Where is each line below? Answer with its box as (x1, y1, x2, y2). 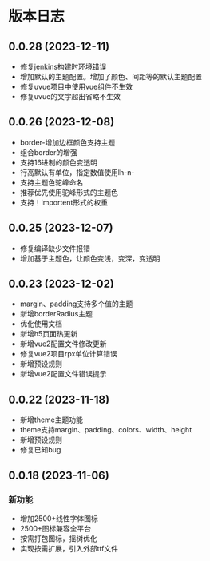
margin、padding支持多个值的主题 (19, 299, 133, 308)
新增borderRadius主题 (19, 309, 93, 319)
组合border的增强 (19, 147, 77, 157)
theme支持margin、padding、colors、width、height (19, 425, 192, 435)
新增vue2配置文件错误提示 (19, 369, 107, 379)
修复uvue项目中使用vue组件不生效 (19, 82, 133, 91)
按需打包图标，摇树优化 (19, 533, 97, 543)
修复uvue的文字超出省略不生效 (19, 92, 121, 101)
